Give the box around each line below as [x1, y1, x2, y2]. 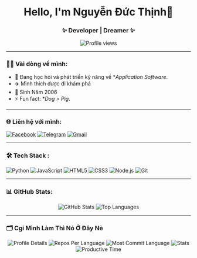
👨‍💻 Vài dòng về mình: [6, 60, 68, 68]
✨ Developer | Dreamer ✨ [62, 27, 135, 35]
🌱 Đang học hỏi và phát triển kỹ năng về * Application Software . [14, 73, 168, 80]
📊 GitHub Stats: [6, 188, 53, 196]
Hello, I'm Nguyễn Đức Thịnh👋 [23, 5, 174, 19]
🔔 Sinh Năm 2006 [14, 88, 57, 95]
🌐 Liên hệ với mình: [6, 117, 62, 125]
